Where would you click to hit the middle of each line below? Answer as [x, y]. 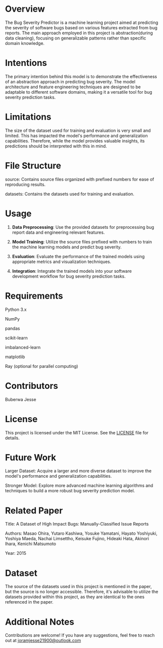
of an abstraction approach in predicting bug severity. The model [70, 81]
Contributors [32, 386]
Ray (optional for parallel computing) [42, 366]
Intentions [26, 63]
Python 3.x [16, 309]
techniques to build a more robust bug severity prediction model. [70, 491]
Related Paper [34, 510]
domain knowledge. [25, 43]
